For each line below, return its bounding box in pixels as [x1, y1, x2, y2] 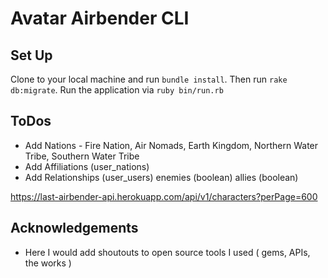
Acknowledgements [10, 220, 139, 237]
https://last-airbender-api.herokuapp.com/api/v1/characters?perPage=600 [10, 190, 318, 202]
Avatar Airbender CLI [10, 7, 190, 30]
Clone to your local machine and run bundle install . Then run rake [10, 73, 288, 85]
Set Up [10, 47, 53, 64]
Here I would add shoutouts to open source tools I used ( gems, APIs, [24, 246, 311, 258]
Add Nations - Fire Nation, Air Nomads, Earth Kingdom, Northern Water [24, 139, 319, 151]
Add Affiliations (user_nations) [24, 160, 150, 172]
